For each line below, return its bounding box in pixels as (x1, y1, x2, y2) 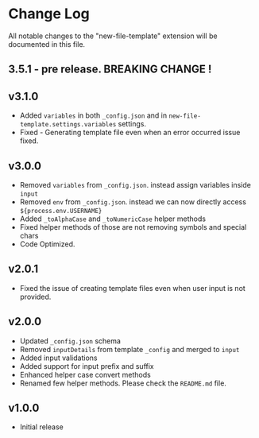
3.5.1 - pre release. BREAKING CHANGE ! (8, 63, 212, 76)
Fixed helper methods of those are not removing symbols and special (19, 222, 247, 231)
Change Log (8, 5, 90, 23)
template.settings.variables (19, 121, 117, 129)
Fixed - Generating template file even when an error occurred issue (19, 128, 241, 138)
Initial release (19, 422, 64, 432)
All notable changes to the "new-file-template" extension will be (8, 31, 218, 41)
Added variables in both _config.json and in (19, 110, 168, 120)
